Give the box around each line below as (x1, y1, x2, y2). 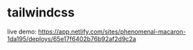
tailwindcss (7, 5, 75, 21)
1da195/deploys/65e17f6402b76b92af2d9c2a (7, 34, 136, 42)
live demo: (7, 27, 37, 36)
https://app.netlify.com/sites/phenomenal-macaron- (37, 27, 186, 36)
